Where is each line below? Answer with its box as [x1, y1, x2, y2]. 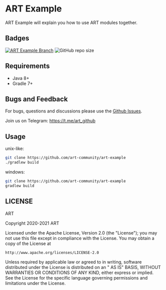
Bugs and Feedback [5, 94, 68, 103]
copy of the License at [5, 240, 51, 246]
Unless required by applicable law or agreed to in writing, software [5, 258, 142, 265]
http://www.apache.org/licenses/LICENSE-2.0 [5, 250, 99, 255]
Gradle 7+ [12, 80, 33, 86]
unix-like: [5, 145, 24, 151]
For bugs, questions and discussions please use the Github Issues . [5, 108, 143, 114]
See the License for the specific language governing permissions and [5, 274, 148, 280]
